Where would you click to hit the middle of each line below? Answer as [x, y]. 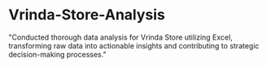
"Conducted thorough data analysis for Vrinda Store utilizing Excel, [121, 37]
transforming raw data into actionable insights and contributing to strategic [134, 45]
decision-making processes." [57, 54]
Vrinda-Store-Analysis [87, 15]
